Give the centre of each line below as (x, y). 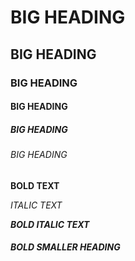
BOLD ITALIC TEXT (50, 224)
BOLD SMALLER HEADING (65, 247)
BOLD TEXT (35, 185)
